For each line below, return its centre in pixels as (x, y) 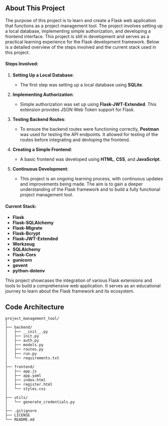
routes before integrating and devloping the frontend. (75, 140)
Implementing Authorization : (43, 94)
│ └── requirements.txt (32, 358)
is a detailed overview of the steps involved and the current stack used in (81, 47)
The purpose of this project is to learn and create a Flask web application (81, 20)
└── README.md (20, 420)
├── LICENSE (18, 415)
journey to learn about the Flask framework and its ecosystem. (70, 291)
